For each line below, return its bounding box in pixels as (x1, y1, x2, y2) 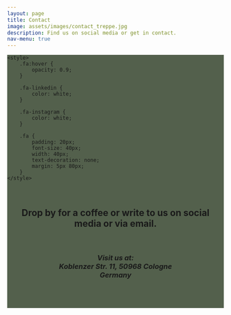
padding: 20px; (32, 139, 76, 146)
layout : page (7, 10, 45, 17)
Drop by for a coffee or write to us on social (21, 207, 210, 219)
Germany (99, 270, 132, 279)
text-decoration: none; (32, 157, 100, 164)
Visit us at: (97, 252, 134, 262)
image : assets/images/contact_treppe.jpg (7, 23, 128, 30)
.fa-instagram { (19, 109, 67, 116)
